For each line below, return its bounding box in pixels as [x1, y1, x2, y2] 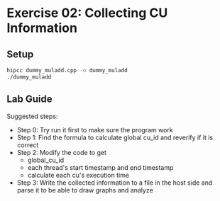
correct [16, 140, 39, 149]
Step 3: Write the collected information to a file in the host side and [16, 178, 213, 187]
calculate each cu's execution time [27, 171, 129, 179]
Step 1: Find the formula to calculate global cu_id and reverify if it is [16, 133, 214, 142]
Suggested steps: [6, 112, 58, 120]
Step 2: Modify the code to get [16, 148, 107, 156]
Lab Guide [6, 93, 53, 105]
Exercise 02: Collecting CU [6, 5, 168, 21]
